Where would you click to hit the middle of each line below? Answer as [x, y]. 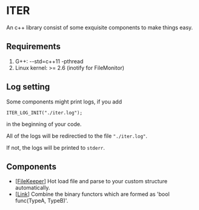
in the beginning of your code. [44, 124]
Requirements [33, 47]
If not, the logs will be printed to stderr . [56, 147]
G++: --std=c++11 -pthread [49, 61]
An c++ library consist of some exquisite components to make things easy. [99, 27]
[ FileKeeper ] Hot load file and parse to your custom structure [91, 181]
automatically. [32, 188]
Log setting [28, 87]
